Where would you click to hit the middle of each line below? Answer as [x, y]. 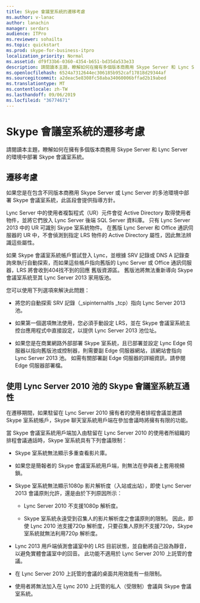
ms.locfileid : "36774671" [38, 100]
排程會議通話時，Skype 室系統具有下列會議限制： [67, 440]
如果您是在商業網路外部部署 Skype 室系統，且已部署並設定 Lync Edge [100, 343]
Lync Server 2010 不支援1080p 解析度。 [72, 506]
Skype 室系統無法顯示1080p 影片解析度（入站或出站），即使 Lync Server [103, 486]
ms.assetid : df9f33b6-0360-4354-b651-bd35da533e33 [70, 61]
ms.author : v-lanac [30, 17]
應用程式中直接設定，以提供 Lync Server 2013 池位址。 [93, 331]
